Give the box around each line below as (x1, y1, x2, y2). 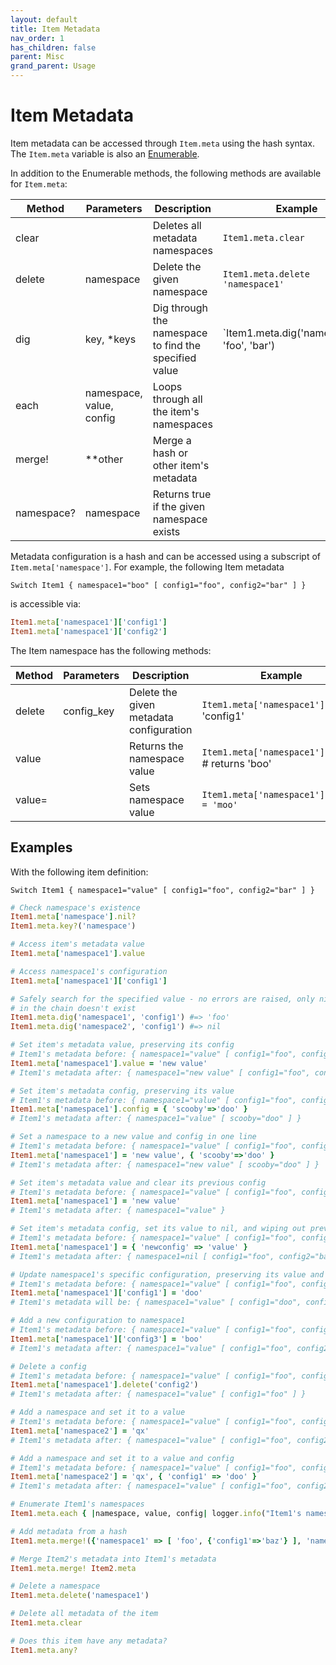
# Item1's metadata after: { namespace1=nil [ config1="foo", (10, 1251, 275, 1261)
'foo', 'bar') (222, 338, 276, 352)
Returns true (152, 487, 212, 501)
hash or (152, 446, 189, 460)
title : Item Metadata (10, 24, 101, 34)
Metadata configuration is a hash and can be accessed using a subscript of (10, 550, 322, 562)
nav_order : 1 (10, 33, 65, 43)
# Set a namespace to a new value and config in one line (10, 1132, 257, 1142)
